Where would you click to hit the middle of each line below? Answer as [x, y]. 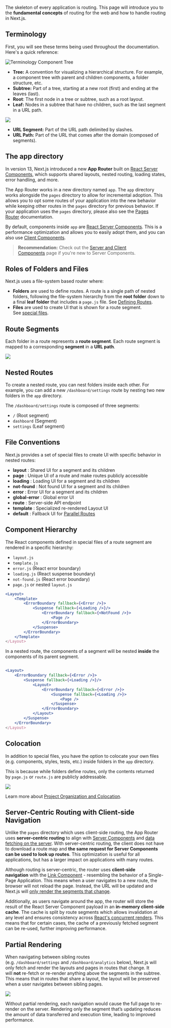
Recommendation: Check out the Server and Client [72, 247]
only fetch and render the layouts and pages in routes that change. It [77, 968]
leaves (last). [26, 94]
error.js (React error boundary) [47, 568]
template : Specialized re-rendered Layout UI [60, 508]
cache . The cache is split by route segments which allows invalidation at [81, 912]
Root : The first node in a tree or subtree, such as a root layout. [78, 99]
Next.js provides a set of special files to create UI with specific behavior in [83, 454]
